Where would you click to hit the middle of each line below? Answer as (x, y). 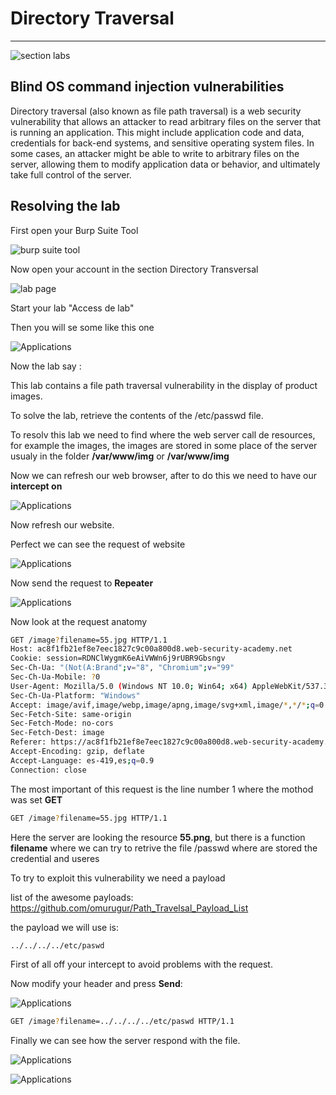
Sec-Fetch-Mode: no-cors (62, 723)
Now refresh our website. (62, 524)
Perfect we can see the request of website (98, 544)
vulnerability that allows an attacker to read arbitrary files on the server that (166, 121)
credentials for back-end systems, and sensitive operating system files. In (162, 143)
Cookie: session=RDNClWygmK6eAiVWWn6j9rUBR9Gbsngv (118, 658)
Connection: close (48, 770)
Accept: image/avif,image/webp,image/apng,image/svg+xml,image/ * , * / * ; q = (165, 705)
